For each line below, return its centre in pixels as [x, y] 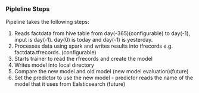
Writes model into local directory [54, 65]
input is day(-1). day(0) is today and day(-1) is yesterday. [83, 40]
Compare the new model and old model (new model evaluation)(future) [101, 72]
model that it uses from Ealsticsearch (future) [70, 84]
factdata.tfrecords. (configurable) [55, 52]
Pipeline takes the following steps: [48, 22]
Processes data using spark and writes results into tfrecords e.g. [94, 46]
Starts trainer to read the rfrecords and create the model [83, 59]
